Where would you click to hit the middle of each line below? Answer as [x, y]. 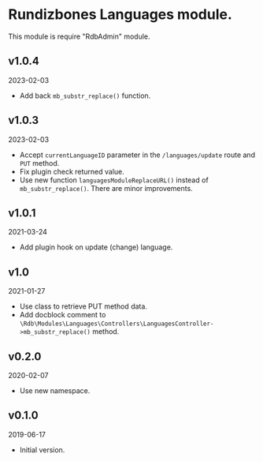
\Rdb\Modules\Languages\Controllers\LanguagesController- [117, 324]
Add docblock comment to [63, 315]
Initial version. [42, 450]
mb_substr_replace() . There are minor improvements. [106, 188]
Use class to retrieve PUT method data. [83, 306]
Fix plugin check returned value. [72, 171]
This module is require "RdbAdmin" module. [80, 36]
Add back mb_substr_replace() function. [85, 96]
